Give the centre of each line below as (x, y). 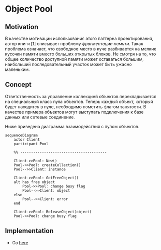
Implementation (29, 231)
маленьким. (17, 69)
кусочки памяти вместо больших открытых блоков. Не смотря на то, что (80, 54)
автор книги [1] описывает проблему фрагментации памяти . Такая (74, 44)
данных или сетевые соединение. (40, 117)
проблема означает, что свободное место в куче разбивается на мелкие (81, 49)
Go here (20, 242)
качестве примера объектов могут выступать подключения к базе (74, 112)
